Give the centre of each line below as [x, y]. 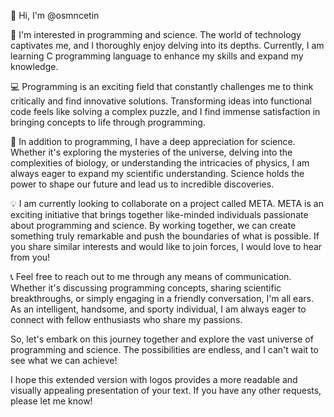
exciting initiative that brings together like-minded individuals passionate [159, 214]
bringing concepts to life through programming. [108, 122]
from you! [30, 257]
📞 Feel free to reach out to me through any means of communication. [151, 276]
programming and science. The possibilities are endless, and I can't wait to [164, 349]
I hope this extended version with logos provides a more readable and [154, 379]
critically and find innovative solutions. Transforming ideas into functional [161, 101]
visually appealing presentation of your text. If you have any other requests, [166, 390]
